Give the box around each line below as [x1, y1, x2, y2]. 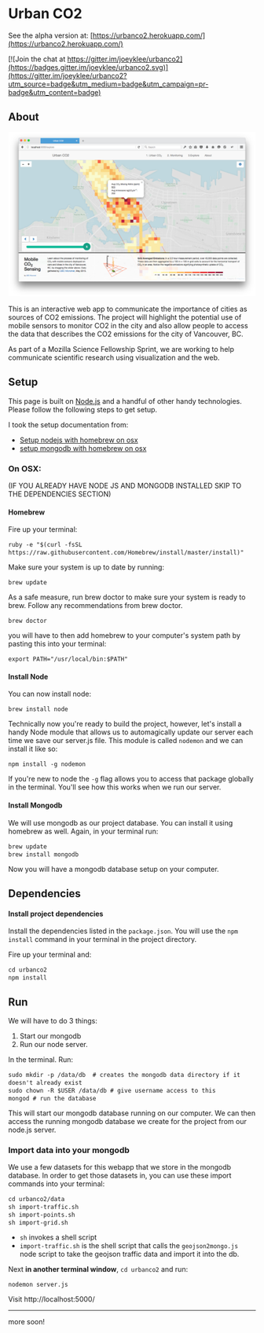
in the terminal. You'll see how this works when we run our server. [8, 782, 222, 792]
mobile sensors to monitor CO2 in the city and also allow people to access [8, 320, 249, 330]
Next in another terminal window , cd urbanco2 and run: [8, 1265, 189, 1274]
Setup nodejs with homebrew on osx [19, 435, 139, 445]
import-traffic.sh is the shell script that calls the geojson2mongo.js [19, 1241, 238, 1251]
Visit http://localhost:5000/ [8, 1295, 96, 1304]
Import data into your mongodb [8, 1144, 130, 1155]
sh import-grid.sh [8, 1219, 68, 1227]
